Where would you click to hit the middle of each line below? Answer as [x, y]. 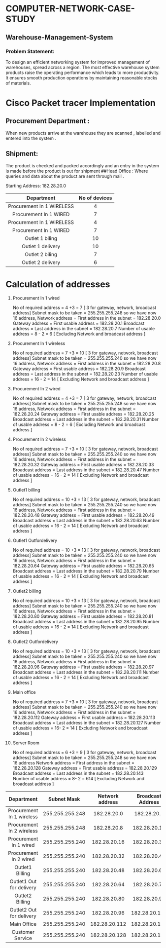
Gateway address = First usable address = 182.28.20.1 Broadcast [79, 323]
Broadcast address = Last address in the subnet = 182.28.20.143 [78, 773]
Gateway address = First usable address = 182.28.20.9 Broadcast [79, 369]
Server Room [26, 743]
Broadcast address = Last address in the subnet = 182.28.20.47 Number [86, 470]
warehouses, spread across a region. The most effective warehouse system [83, 67]
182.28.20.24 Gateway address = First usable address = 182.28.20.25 [83, 414]
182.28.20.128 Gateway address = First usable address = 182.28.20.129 [85, 768]
